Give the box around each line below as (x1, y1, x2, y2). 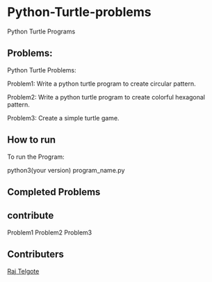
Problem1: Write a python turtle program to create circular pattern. (7, 79, 196, 88)
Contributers (7, 249, 65, 260)
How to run (7, 134, 56, 146)
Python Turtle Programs (7, 27, 76, 36)
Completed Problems (7, 186, 101, 198)
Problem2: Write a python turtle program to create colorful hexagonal (7, 93, 206, 101)
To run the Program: (7, 152, 65, 161)
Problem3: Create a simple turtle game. (7, 113, 120, 122)
